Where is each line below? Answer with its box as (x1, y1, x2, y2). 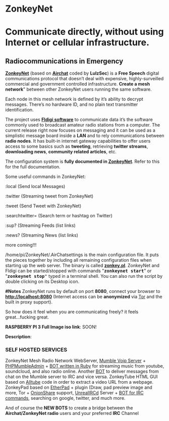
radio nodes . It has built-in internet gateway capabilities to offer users (5, 138, 151, 144)
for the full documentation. (5, 164, 61, 170)
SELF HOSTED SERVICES (5, 346, 67, 353)
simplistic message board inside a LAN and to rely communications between (5, 133, 164, 139)
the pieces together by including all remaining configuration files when (5, 257, 152, 263)
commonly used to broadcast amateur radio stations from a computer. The (5, 122, 160, 128)
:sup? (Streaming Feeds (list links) (5, 222, 76, 228)
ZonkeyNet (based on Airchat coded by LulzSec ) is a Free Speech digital (5, 70, 159, 76)
